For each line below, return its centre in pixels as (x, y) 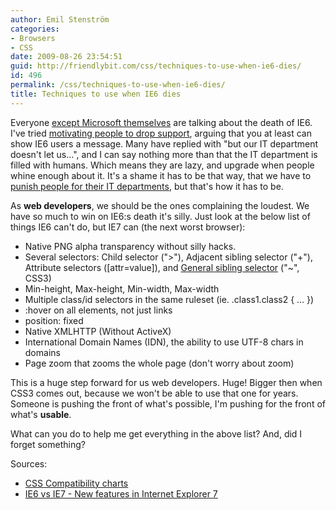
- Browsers (33, 38)
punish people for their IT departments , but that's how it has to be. (147, 186)
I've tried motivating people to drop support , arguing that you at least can (161, 133)
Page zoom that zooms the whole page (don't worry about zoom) (159, 363)
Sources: (29, 463)
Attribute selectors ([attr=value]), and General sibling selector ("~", (162, 267)
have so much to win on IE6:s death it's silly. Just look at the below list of (160, 216)
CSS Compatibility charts (76, 483)
